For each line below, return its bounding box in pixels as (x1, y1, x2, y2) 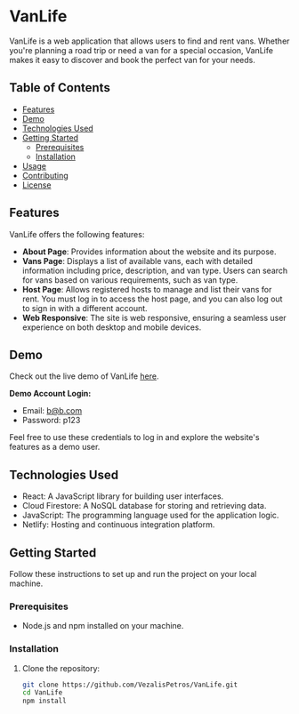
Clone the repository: (21, 662, 101, 673)
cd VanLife (21, 688, 63, 697)
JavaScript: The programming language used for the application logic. (21, 509, 279, 521)
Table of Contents (9, 80, 111, 95)
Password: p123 (21, 415, 81, 426)
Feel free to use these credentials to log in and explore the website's (9, 432, 260, 443)
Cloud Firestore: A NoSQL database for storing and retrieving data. (21, 501, 267, 511)
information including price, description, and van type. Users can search (21, 265, 288, 276)
